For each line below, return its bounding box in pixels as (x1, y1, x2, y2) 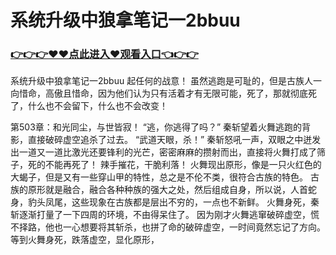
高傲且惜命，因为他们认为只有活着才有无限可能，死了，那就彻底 (44, 87, 308, 100)
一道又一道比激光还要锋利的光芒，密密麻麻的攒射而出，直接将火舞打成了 (18, 146, 317, 158)
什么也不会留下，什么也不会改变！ (27, 100, 168, 112)
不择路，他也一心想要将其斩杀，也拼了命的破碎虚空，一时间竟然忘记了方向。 (10, 221, 326, 233)
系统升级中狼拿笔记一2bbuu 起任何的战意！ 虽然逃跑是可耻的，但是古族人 (10, 75, 314, 87)
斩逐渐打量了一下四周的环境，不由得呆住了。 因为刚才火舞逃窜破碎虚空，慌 (10, 209, 320, 221)
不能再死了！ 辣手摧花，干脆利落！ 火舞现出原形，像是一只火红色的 (44, 159, 322, 171)
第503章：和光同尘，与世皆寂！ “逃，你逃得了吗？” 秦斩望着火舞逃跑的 (10, 121, 302, 133)
